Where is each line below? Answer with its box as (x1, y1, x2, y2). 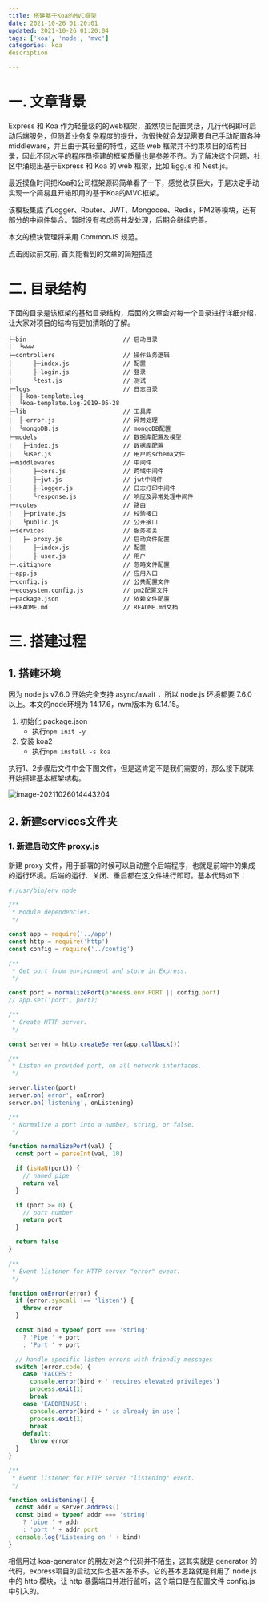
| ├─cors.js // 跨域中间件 (8, 467, 164, 475)
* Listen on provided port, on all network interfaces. (11, 1062, 203, 1070)
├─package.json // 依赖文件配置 (8, 594, 170, 603)
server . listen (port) (8, 1084, 78, 1092)
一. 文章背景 (8, 93, 86, 111)
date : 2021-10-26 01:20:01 (8, 19, 98, 27)
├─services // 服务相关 (8, 526, 159, 535)
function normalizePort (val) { (8, 1143, 113, 1151)
